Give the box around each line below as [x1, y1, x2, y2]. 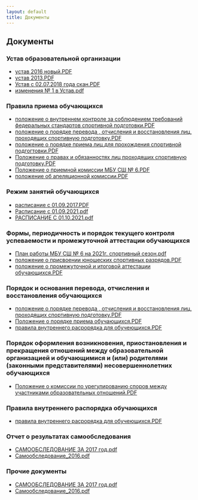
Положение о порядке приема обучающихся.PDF [14, 318, 142, 325]
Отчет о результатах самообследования [6, 432, 131, 440]
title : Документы [6, 14, 50, 20]
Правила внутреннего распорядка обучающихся [6, 404, 157, 412]
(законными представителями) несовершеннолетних [6, 361, 172, 370]
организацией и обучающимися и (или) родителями [6, 354, 168, 362]
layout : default [6, 8, 47, 15]
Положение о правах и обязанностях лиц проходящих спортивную [14, 154, 187, 161]
